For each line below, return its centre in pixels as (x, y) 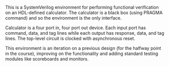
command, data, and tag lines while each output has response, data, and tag (85, 33)
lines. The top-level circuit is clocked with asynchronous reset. (70, 38)
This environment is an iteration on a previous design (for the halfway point (83, 48)
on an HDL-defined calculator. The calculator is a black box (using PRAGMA (84, 13)
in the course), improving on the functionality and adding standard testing (82, 53)
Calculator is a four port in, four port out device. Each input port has (76, 28)
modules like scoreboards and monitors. (47, 59)
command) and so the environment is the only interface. (64, 18)
